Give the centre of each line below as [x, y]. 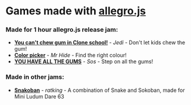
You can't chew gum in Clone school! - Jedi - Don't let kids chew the [100, 42]
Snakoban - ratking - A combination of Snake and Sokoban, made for [99, 90]
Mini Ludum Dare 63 [39, 96]
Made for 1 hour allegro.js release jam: [62, 30]
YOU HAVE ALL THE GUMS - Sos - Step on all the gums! [84, 61]
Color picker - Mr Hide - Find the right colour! [71, 55]
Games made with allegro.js [76, 11]
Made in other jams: [35, 77]
